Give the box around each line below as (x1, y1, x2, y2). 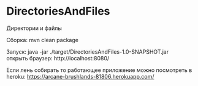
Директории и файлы (6, 24, 63, 32)
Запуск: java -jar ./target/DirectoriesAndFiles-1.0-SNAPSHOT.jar (6, 48, 169, 56)
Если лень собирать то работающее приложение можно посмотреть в (6, 66, 192, 74)
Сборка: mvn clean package (6, 36, 78, 43)
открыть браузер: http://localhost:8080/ (6, 54, 110, 62)
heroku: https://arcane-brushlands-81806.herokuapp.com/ (6, 73, 154, 80)
